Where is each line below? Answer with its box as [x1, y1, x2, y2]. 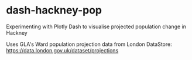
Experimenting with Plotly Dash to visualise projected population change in [6, 23, 186, 30]
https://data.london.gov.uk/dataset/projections [6, 46, 119, 54]
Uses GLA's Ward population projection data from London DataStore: [6, 41, 172, 48]
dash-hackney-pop [6, 4, 102, 17]
